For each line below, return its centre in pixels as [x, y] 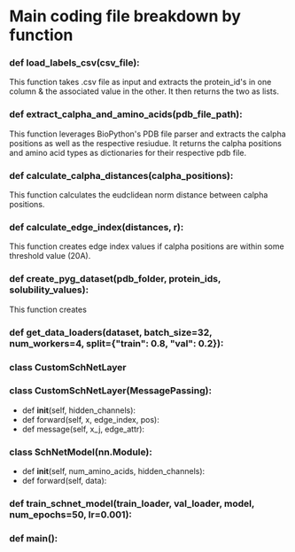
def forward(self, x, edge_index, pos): [90, 419]
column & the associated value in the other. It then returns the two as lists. [144, 91]
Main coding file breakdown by [125, 16]
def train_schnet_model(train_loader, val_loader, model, [132, 504]
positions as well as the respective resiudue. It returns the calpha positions [145, 143]
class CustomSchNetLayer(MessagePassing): [111, 391]
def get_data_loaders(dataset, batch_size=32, [111, 332]
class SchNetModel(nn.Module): [81, 452]
